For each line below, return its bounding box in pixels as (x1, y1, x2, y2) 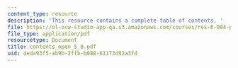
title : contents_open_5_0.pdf (7, 43, 97, 50)
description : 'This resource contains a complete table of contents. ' (7, 17, 223, 24)
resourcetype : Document (7, 37, 78, 44)
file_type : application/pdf (7, 30, 91, 38)
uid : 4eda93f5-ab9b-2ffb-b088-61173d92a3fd (7, 50, 138, 57)
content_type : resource (7, 10, 78, 18)
